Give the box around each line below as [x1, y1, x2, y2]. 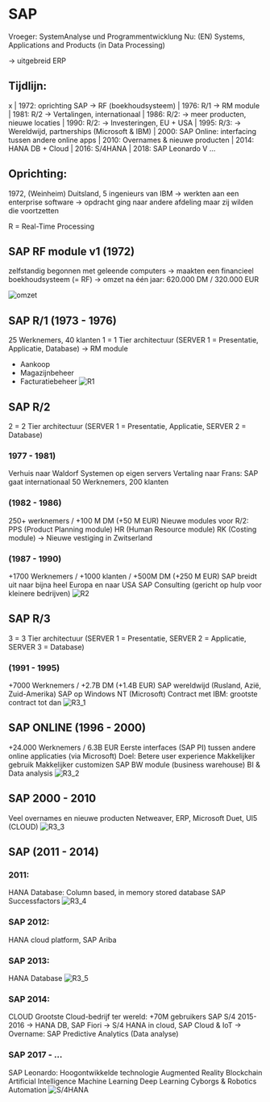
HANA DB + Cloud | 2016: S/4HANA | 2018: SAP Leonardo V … [8, 143, 216, 154]
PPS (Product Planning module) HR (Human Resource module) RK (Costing [8, 524, 257, 534]
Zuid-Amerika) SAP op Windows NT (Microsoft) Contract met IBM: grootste [8, 689, 258, 699]
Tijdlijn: [8, 79, 47, 93]
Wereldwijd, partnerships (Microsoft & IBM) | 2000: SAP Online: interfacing [8, 126, 256, 136]
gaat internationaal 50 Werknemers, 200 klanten [8, 477, 169, 487]
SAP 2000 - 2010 [8, 792, 97, 805]
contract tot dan [8, 698, 62, 707]
